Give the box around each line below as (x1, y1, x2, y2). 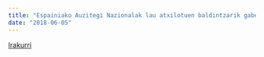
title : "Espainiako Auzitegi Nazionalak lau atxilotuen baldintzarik (8, 11, 241, 20)
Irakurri (8, 40, 32, 49)
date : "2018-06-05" (8, 19, 72, 27)
